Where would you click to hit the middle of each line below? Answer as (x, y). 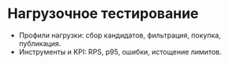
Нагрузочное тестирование (103, 14)
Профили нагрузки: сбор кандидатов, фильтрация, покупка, (120, 35)
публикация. (40, 43)
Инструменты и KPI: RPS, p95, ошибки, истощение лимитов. (120, 52)
